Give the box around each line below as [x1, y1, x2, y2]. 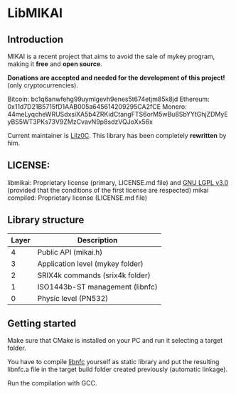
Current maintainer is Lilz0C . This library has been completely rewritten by [7, 132, 227, 139]
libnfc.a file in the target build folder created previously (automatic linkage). [7, 365, 228, 374]
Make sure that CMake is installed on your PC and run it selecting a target [7, 336, 222, 345]
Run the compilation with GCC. [7, 379, 97, 388]
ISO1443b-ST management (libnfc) [37, 282, 158, 292]
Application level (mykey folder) [37, 258, 144, 268]
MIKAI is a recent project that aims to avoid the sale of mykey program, [7, 52, 215, 60]
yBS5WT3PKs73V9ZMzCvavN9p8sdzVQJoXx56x [7, 117, 153, 126]
